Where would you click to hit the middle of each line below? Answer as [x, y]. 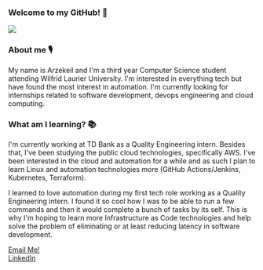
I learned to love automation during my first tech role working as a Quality [127, 192]
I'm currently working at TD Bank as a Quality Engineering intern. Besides [127, 144]
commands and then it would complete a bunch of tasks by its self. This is [128, 209]
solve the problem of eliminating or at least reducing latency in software [124, 226]
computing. [27, 103]
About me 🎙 [31, 50]
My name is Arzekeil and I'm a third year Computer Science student [117, 70]
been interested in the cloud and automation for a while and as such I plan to [132, 161]
